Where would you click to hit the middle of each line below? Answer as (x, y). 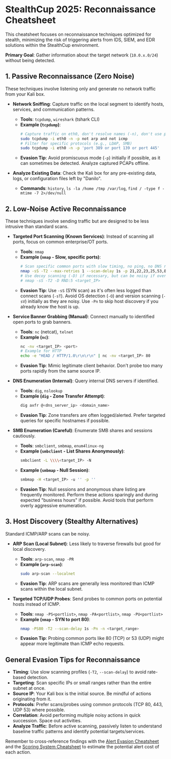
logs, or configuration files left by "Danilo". (57, 179)
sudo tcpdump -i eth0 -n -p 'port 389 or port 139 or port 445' (90, 148)
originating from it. (32, 699)
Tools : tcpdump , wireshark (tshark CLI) (60, 119)
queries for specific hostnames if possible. (65, 420)
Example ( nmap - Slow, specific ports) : (60, 257)
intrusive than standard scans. (37, 227)
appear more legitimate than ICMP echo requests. (72, 644)
